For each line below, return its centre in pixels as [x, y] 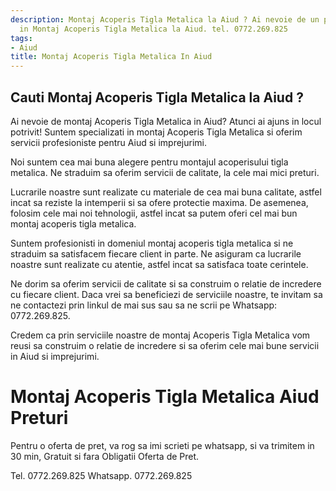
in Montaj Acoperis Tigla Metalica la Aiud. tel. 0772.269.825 [153, 29]
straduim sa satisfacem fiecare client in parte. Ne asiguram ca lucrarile [156, 253]
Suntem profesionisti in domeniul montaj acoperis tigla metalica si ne [152, 243]
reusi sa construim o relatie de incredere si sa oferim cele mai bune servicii [165, 345]
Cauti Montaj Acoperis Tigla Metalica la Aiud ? [157, 97]
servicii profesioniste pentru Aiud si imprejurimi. [109, 142]
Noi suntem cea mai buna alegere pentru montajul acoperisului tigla [149, 162]
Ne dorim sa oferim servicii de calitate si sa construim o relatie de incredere [166, 283]
